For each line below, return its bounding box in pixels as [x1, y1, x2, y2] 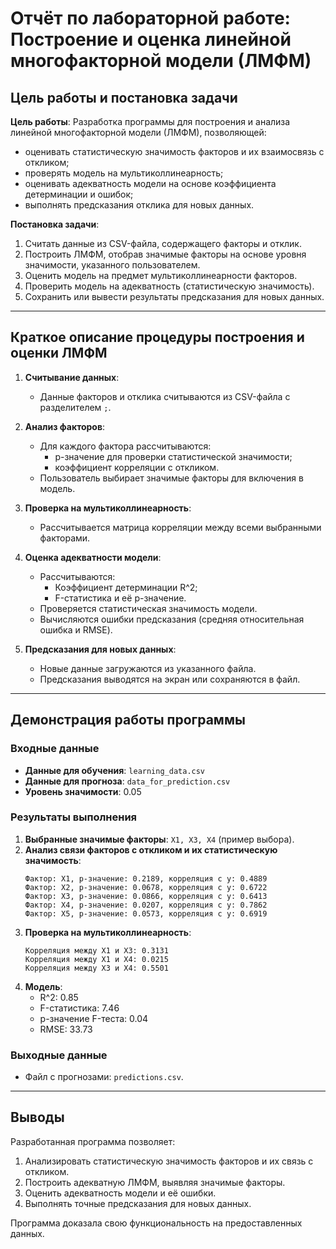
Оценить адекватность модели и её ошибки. [24, 1187, 217, 1199]
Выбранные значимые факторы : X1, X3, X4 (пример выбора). [24, 833, 295, 845]
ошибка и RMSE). [39, 623, 113, 636]
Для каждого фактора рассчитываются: [39, 440, 212, 452]
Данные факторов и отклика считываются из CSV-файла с [39, 390, 291, 402]
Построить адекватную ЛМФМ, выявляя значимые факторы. [24, 1176, 286, 1188]
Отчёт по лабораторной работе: [10, 7, 291, 30]
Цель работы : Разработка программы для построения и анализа [10, 116, 291, 127]
